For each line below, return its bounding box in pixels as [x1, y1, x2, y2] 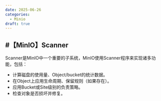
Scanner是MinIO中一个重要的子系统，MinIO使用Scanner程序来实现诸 [5, 55, 147, 61]
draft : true [5, 21, 30, 26]
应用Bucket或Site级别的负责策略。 [12, 84, 83, 90]
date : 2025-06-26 [5, 7, 41, 12]
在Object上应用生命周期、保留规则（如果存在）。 [12, 78, 112, 84]
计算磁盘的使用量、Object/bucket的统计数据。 [12, 72, 108, 78]
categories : [5, 12, 30, 17]
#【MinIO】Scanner [5, 41, 68, 49]
